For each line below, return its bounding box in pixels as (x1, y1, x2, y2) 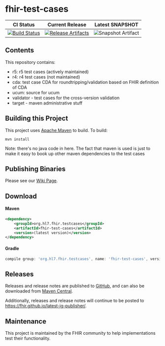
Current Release (47, 21, 87, 28)
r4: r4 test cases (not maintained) (12, 74, 80, 80)
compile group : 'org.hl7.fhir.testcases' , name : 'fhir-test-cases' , (5, 256, 148, 261)
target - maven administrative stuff (12, 100, 82, 106)
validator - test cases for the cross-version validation (12, 95, 120, 101)
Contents (5, 46, 34, 54)
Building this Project (5, 114, 68, 123)
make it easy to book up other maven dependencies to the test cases (5, 151, 145, 157)
